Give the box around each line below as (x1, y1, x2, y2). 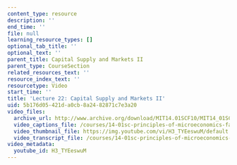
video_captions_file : (13, 121, 78, 128)
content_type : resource (7, 10, 78, 18)
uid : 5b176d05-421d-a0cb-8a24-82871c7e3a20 (7, 102, 138, 109)
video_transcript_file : (13, 134, 83, 141)
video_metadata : (7, 141, 55, 148)
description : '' (7, 17, 55, 24)
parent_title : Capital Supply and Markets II (7, 56, 143, 63)
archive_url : (13, 114, 52, 121)
